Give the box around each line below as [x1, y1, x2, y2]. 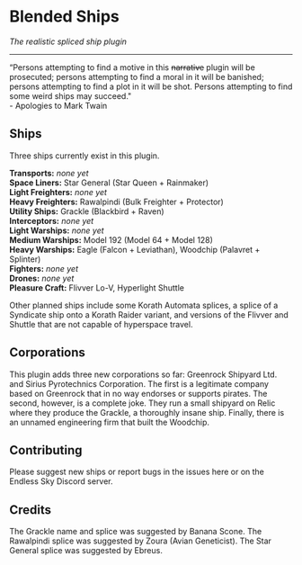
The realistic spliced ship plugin [9, 36, 128, 47]
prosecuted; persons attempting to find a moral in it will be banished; [9, 71, 264, 82]
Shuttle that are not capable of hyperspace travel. [9, 318, 193, 329]
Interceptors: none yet [9, 215, 94, 226]
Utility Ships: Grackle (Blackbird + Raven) [9, 205, 164, 217]
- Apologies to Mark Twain [9, 100, 108, 111]
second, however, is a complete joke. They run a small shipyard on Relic [9, 398, 276, 408]
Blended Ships [9, 6, 120, 27]
